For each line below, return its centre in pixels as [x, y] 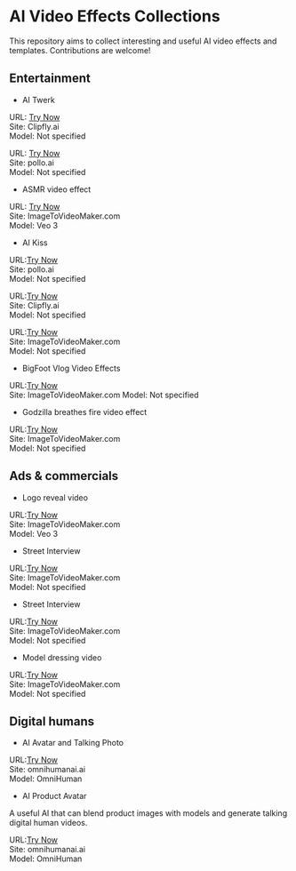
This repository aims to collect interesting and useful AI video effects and [143, 41]
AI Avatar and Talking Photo [73, 743]
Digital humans [52, 721]
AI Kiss [35, 243]
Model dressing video [62, 657]
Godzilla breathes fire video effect [84, 412]
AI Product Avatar [54, 796]
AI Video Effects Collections [115, 16]
